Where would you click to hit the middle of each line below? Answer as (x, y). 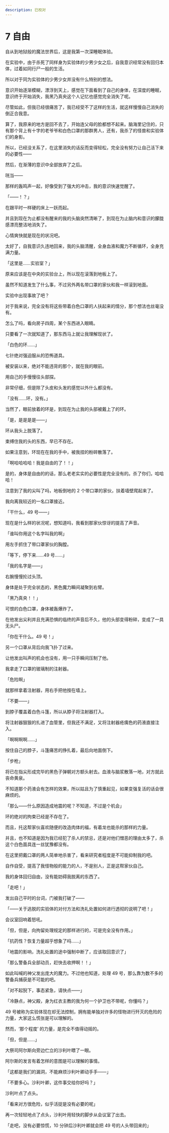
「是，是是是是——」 (27, 419)
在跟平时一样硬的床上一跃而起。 (38, 207)
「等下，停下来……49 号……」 (36, 555)
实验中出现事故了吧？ (27, 295)
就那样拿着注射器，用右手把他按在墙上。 (47, 690)
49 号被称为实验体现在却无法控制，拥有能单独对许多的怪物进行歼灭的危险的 (83, 1012)
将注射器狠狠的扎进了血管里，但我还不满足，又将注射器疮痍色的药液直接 (80, 722)
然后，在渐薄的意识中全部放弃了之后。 (45, 164)
